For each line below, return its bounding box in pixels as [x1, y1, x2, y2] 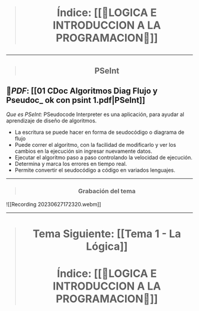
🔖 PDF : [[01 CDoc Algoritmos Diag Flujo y [6, 86, 158, 96]
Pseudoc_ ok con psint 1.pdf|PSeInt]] [6, 95, 146, 105]
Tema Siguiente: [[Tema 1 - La [32, 227, 182, 240]
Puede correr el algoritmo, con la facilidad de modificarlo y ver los [14, 142, 176, 149]
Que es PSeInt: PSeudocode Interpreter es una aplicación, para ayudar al [6, 111, 185, 118]
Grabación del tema [78, 187, 136, 196]
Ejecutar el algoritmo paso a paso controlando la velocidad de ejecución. [14, 154, 192, 161]
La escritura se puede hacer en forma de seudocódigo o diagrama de [14, 128, 185, 136]
